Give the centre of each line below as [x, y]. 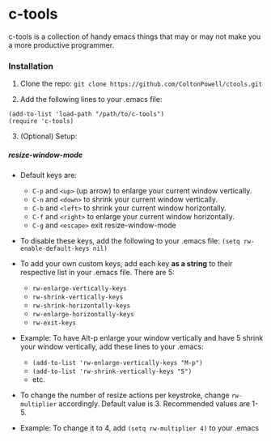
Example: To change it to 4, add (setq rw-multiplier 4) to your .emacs [140, 428]
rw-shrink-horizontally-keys [81, 306]
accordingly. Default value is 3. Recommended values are [155, 404]
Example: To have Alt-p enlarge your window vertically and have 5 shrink [142, 338]
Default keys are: [48, 176]
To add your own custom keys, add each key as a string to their [126, 264]
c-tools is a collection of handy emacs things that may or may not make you [135, 36]
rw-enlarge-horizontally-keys [83, 315]
